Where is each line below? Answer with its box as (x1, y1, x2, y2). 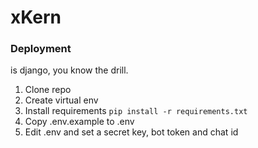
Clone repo (24, 84, 72, 96)
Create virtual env (24, 94, 99, 106)
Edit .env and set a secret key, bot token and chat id (24, 126, 239, 138)
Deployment (10, 42, 72, 56)
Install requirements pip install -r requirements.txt (24, 105, 248, 117)
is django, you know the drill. (10, 64, 129, 76)
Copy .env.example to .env (24, 116, 135, 128)
